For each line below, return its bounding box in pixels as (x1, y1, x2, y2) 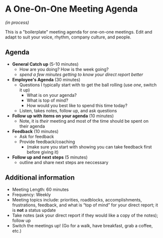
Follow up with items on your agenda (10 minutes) (12, 113, 114, 119)
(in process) (5, 19, 29, 25)
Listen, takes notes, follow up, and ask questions (19, 108, 117, 113)
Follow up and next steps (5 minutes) (12, 154, 88, 160)
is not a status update (12, 207, 56, 213)
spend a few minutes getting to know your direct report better (19, 72, 144, 77)
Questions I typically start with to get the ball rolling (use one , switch (19, 82, 157, 88)
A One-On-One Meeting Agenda (5, 3, 138, 15)
